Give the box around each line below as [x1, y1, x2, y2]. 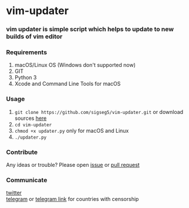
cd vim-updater [14, 122, 52, 128]
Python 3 [14, 74, 37, 81]
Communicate [6, 176, 48, 184]
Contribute [6, 148, 38, 156]
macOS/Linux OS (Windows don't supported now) [14, 62, 136, 69]
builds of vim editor [6, 32, 63, 41]
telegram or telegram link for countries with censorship [6, 196, 139, 203]
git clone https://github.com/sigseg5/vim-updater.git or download [14, 108, 184, 115]
